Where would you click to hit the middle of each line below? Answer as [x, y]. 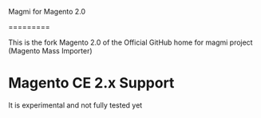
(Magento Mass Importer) [51, 51]
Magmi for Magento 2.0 [47, 12]
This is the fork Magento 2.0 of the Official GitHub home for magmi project [130, 42]
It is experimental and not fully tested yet [75, 105]
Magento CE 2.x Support [91, 83]
